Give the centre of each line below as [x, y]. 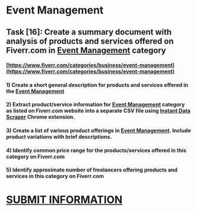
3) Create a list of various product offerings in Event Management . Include [98, 130]
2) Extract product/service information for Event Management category [96, 105]
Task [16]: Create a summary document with [89, 32]
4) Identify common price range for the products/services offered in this [96, 150]
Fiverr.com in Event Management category [86, 50]
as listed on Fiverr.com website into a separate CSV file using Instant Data [98, 111]
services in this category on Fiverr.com [55, 176]
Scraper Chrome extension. [41, 117]
